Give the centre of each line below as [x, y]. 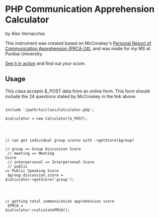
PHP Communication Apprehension [80, 9]
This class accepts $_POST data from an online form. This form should [78, 91]
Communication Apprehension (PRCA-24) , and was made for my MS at [78, 48]
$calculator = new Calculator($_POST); [46, 118]
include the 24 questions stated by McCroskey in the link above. [71, 96]
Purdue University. [24, 54]
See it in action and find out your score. [45, 63]
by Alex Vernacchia [25, 33]
